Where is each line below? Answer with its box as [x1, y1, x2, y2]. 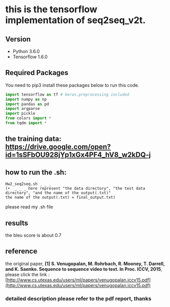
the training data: [5, 134, 61, 144]
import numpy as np [5, 97, 47, 102]
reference [5, 247, 37, 256]
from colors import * [5, 116, 52, 121]
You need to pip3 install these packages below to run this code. [5, 82, 139, 88]
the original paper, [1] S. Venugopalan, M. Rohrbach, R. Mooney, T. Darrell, [5, 261, 165, 267]
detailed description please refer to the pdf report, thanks [5, 295, 152, 302]
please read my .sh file [5, 204, 53, 210]
